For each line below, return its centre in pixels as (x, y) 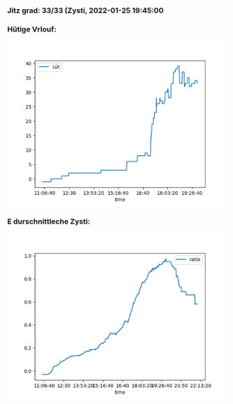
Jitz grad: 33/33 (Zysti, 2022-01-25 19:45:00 (85, 10)
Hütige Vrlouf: (32, 29)
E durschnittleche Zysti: (49, 222)
